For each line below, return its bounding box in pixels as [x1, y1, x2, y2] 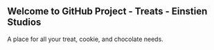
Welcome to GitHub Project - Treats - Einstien [7, 6, 208, 17]
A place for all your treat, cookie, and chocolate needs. [7, 35, 164, 43]
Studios [7, 17, 42, 28]
